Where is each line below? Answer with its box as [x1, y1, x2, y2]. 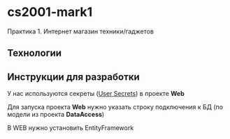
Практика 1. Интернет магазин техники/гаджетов [7, 27, 154, 35]
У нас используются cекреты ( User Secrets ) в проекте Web [7, 90, 185, 98]
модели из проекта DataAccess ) [7, 111, 105, 119]
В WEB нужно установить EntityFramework [7, 124, 134, 132]
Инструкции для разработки [7, 71, 140, 83]
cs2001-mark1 [7, 4, 93, 20]
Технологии [7, 47, 62, 59]
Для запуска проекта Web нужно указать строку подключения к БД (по [7, 103, 224, 111]
